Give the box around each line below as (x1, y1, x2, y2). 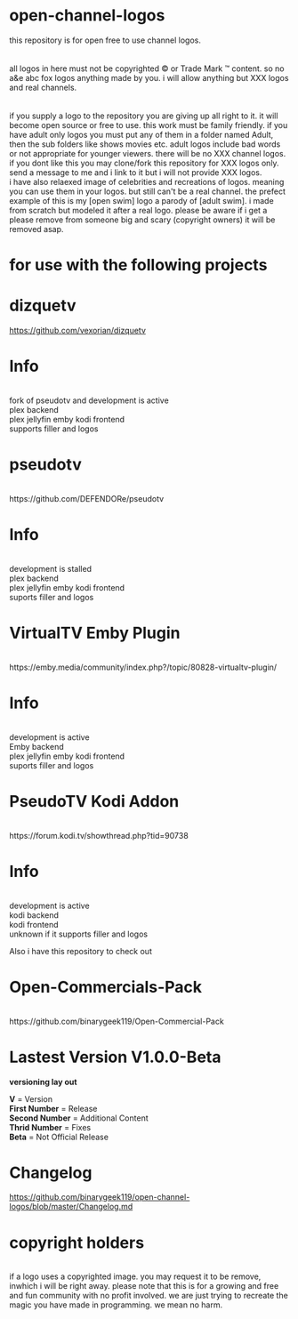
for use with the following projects (9, 255, 268, 276)
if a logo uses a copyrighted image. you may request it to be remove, (9, 1271, 262, 1282)
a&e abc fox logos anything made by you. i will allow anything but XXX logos (9, 72, 289, 83)
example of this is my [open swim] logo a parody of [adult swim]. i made (9, 195, 274, 205)
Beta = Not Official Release (9, 1131, 109, 1142)
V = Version (9, 1093, 53, 1104)
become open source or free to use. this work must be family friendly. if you (9, 119, 288, 130)
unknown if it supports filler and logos (9, 929, 149, 939)
